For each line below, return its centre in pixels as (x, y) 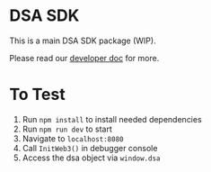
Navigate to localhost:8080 (73, 138)
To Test (37, 95)
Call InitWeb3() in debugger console (90, 148)
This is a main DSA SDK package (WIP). (83, 41)
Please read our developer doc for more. (84, 58)
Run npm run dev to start (67, 129)
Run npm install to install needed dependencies (112, 119)
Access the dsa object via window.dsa (91, 158)
